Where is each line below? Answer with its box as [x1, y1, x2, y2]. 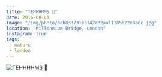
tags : [6, 36, 20, 42]
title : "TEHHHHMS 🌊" [6, 8, 58, 15]
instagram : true [6, 31, 47, 37]
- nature [8, 42, 31, 48]
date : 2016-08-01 [6, 14, 50, 20]
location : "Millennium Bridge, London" [6, 25, 106, 32]
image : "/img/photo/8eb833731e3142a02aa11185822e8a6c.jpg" [6, 20, 157, 26]
